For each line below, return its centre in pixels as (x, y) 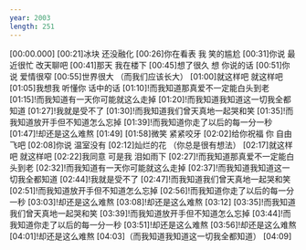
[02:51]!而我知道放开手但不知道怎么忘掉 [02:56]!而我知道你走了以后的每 (144, 190)
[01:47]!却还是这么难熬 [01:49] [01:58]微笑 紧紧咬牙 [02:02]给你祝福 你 (142, 133)
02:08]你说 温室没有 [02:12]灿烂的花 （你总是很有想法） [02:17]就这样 (162, 145)
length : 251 (32, 26)
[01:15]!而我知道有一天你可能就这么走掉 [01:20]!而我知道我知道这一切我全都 (150, 99)
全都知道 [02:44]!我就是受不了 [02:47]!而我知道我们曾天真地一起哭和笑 (158, 179)
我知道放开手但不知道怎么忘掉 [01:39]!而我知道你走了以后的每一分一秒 (141, 122)
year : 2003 (30, 18)
